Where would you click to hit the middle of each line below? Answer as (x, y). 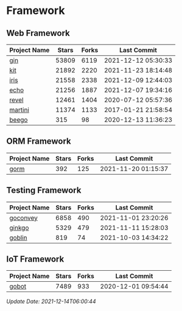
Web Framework (38, 33)
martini (19, 110)
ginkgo (19, 228)
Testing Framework (44, 190)
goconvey (24, 218)
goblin (18, 237)
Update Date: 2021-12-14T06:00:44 (51, 301)
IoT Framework (35, 259)
